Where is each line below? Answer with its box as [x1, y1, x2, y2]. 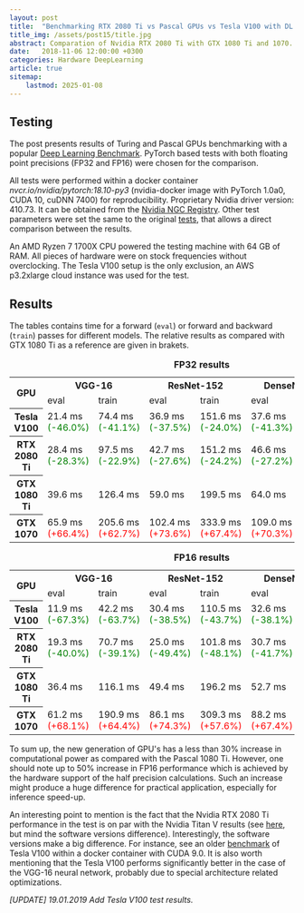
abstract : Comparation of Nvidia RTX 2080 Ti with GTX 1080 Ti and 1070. [9, 38, 294, 48]
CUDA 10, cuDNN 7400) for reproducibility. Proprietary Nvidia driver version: [9, 194, 295, 205]
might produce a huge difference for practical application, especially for [9, 782, 278, 793]
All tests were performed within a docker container [9, 175, 199, 186]
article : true [9, 64, 63, 74]
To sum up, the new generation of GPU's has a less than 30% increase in [9, 743, 282, 754]
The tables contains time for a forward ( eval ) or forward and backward [9, 320, 273, 331]
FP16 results [173, 551, 231, 564]
